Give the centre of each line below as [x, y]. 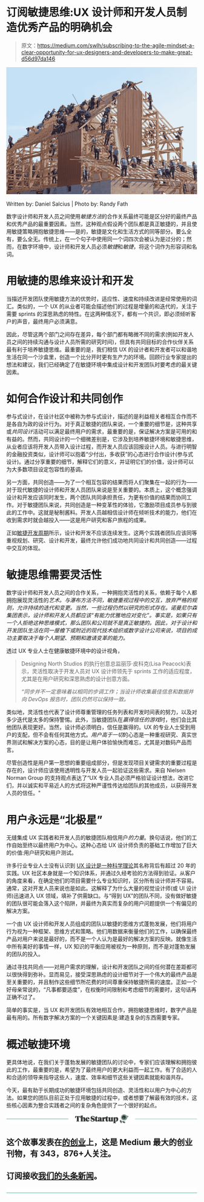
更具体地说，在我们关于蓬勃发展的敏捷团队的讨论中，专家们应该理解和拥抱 [99, 1062]
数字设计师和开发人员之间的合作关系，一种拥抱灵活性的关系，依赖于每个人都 [102, 593]
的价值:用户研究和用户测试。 [42, 853]
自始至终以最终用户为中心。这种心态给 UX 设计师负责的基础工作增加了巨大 [104, 845]
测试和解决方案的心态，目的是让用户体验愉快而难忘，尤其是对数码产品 [99, 742]
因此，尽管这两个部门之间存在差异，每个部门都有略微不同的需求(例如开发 [97, 334]
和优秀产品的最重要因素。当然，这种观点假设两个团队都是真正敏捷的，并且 [99, 224]
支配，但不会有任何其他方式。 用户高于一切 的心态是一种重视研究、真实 [104, 735]
